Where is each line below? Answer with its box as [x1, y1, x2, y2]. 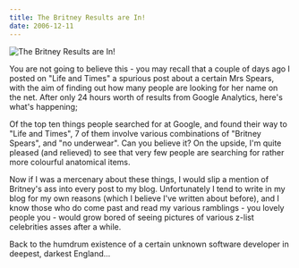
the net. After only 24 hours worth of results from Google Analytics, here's [9, 91, 284, 103]
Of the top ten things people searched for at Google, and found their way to [9, 118, 288, 130]
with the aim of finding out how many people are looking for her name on [9, 82, 278, 93]
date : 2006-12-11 [9, 21, 74, 30]
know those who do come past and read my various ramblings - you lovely [9, 202, 285, 213]
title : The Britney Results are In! [9, 13, 146, 22]
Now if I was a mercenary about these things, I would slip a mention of [9, 173, 269, 184]
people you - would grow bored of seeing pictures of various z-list [9, 212, 255, 222]
